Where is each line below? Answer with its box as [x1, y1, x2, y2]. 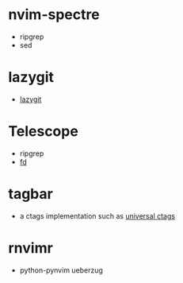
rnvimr [8, 238, 53, 257]
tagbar [8, 185, 53, 203]
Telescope [8, 122, 79, 141]
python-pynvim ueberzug [19, 265, 103, 275]
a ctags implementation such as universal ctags [19, 211, 176, 220]
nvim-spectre [8, 6, 101, 24]
